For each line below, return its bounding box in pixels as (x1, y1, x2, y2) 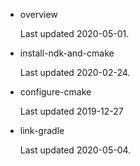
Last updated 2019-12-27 (19, 105, 124, 117)
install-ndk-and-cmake (19, 47, 115, 59)
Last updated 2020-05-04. (19, 144, 132, 156)
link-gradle (19, 125, 65, 136)
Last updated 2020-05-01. (19, 28, 130, 39)
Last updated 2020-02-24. (19, 67, 131, 78)
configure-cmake (19, 86, 92, 98)
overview (19, 9, 58, 20)
